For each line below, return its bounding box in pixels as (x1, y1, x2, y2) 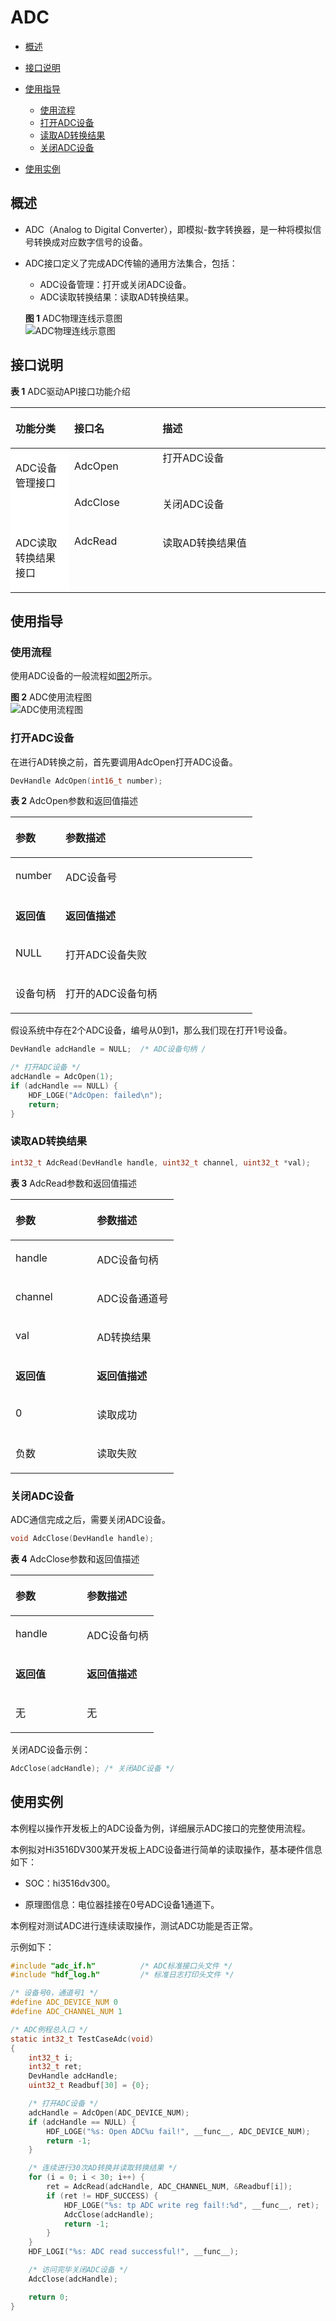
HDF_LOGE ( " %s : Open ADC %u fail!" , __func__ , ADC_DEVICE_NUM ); (46, 2126, 311, 2136)
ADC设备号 (65, 871, 118, 885)
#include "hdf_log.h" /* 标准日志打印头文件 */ (10, 1970, 235, 1980)
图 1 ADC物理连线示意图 (24, 312, 123, 324)
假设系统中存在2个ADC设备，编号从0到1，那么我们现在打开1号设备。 (10, 1024, 293, 1036)
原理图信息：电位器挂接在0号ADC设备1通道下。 (24, 1898, 220, 1910)
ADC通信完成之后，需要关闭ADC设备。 (10, 1514, 171, 1526)
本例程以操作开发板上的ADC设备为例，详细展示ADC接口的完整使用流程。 (10, 1822, 311, 1834)
